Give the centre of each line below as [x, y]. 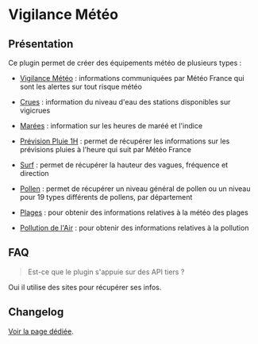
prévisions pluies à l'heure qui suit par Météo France [106, 149]
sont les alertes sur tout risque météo [81, 86]
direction [34, 173]
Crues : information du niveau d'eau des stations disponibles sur [125, 102]
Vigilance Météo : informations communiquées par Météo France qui [132, 78]
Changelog [36, 312]
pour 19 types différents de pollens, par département [106, 197]
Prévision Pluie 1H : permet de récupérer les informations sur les [125, 141]
